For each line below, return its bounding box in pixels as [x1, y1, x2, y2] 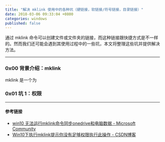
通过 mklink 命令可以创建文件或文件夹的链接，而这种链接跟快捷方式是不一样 [5, 35, 159, 41]
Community [12, 126, 36, 132]
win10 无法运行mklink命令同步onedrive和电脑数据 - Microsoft [12, 121, 136, 126]
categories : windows [5, 16, 48, 21]
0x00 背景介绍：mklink [5, 65, 61, 72]
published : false [5, 20, 41, 26]
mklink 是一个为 [5, 77, 37, 83]
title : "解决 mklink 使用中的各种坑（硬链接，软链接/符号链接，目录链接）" [5, 7, 143, 12]
